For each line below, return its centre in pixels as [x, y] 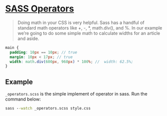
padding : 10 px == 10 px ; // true [44, 52]
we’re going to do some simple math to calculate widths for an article [89, 33]
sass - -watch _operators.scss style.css [48, 108]
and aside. [28, 38]
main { [12, 47]
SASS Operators [40, 9]
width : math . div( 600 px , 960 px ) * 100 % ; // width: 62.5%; [72, 61]
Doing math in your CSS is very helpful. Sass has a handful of [81, 22]
